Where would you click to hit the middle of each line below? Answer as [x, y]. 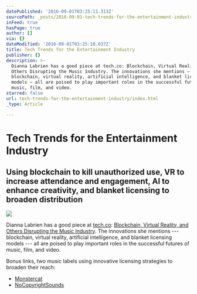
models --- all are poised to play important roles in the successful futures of [98, 243]
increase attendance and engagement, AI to [88, 181]
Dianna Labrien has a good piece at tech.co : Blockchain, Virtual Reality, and [97, 225]
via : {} [16, 39]
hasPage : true [23, 28]
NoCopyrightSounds [39, 285]
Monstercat [28, 278]
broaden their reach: [31, 267]
